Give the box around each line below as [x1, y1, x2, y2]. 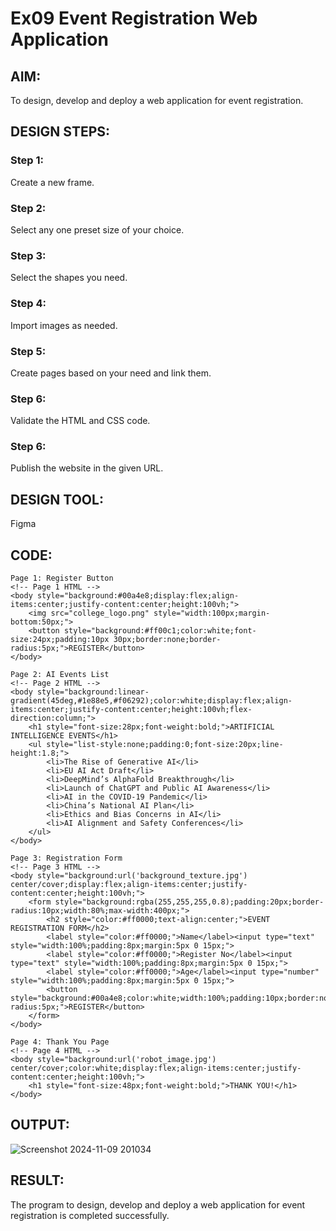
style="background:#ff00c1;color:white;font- [63, 626, 257, 636]
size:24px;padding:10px [10, 635, 110, 645]
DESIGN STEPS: [10, 123, 111, 141]
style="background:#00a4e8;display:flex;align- [36, 591, 240, 601]
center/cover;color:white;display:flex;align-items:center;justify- [10, 1063, 302, 1074]
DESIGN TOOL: [10, 491, 104, 508]
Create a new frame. [10, 176, 95, 188]
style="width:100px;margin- [153, 608, 271, 619]
